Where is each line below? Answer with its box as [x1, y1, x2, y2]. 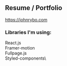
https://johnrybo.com [5, 16, 48, 22]
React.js [5, 40, 21, 46]
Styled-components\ [5, 55, 46, 61]
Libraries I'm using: [5, 29, 52, 35]
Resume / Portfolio [5, 4, 62, 12]
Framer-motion [5, 45, 35, 51]
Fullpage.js [5, 50, 27, 56]
